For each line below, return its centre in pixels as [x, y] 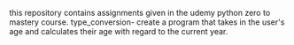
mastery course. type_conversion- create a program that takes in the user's [147, 22]
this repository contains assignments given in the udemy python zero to [140, 13]
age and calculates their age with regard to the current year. [119, 31]
